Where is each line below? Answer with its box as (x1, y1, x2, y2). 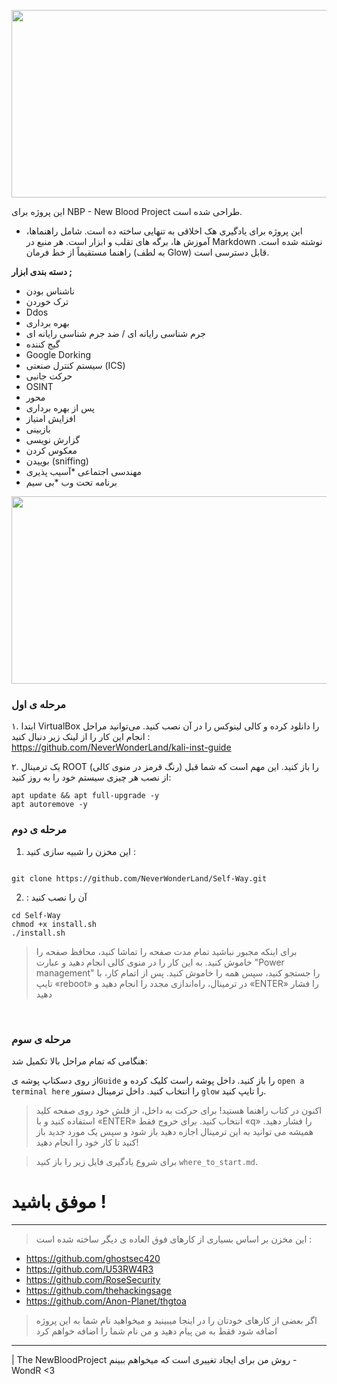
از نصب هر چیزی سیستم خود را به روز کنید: (11, 771, 172, 784)
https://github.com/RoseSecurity (25, 1273, 161, 1285)
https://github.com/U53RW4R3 (25, 1263, 154, 1275)
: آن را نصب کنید (25, 891, 88, 903)
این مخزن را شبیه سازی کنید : (25, 845, 136, 857)
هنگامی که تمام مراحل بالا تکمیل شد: (11, 1055, 148, 1067)
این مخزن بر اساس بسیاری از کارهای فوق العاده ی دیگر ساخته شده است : (35, 1233, 313, 1245)
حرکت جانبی (25, 370, 73, 382)
